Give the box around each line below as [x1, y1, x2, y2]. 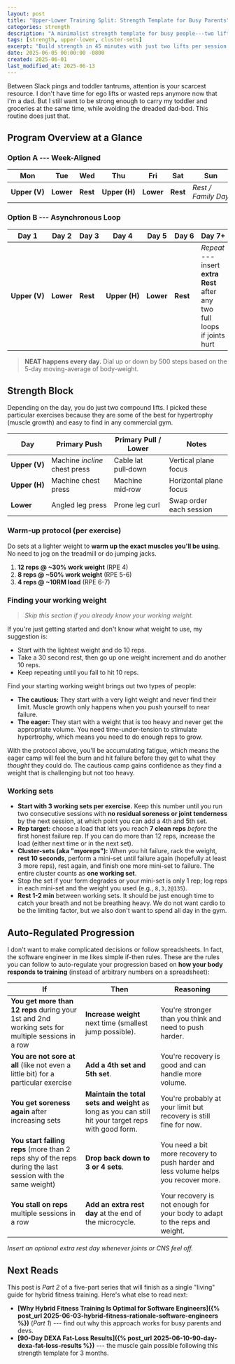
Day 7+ [201, 231, 226, 241]
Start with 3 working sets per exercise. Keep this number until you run [17, 802, 222, 810]
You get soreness [10, 1098, 71, 1108]
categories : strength [7, 23, 71, 30]
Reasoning [174, 984, 211, 994]
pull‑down [113, 464, 147, 474]
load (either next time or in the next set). [17, 839, 134, 848]
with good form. [85, 1124, 138, 1134]
